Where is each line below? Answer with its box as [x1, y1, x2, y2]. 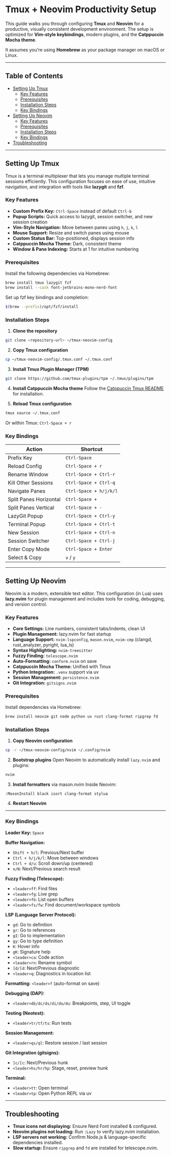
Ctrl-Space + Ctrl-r [65, 471, 116, 477]
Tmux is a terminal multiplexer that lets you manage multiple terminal [5, 173, 149, 179]
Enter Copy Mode [8, 545, 50, 552]
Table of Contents [5, 72, 64, 80]
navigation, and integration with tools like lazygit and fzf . [5, 183, 125, 190]
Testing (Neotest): [5, 1010, 45, 1016]
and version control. [5, 601, 47, 607]
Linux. [5, 52, 18, 58]
